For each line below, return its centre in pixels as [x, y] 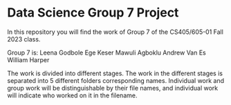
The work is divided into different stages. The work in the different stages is [115, 73]
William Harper [28, 59]
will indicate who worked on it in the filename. [72, 95]
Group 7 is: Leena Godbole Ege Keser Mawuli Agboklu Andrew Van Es [107, 52]
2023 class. [24, 39]
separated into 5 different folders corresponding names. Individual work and [116, 80]
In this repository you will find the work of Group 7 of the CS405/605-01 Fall [115, 32]
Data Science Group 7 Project [93, 13]
